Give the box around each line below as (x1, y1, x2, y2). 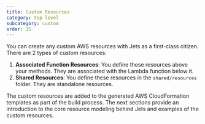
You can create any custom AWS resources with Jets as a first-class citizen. (6, 43, 199, 50)
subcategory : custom (6, 20, 60, 26)
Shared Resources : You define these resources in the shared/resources (15, 74, 198, 81)
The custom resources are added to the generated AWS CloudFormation (6, 92, 190, 100)
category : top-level (6, 15, 60, 21)
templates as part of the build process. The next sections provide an (6, 99, 179, 106)
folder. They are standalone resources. (15, 81, 114, 88)
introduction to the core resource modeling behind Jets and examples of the (6, 105, 199, 113)
